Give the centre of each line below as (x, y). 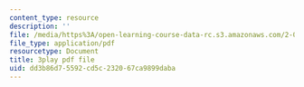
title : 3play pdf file (52, 60)
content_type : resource (54, 18)
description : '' (40, 26)
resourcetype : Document (54, 52)
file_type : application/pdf (62, 43)
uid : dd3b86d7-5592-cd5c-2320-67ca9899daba (93, 69)
